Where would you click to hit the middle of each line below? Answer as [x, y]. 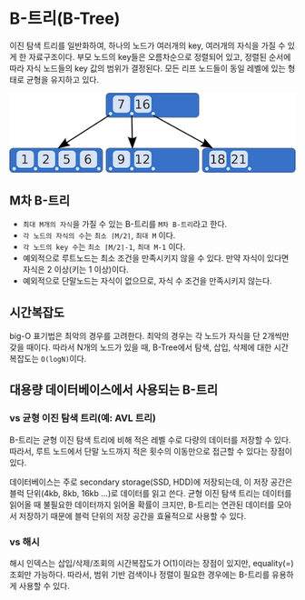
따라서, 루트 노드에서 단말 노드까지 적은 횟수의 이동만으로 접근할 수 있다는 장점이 [151, 451]
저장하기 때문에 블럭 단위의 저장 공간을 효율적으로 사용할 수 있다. [133, 515]
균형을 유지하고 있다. [63, 79]
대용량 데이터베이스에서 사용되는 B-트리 [114, 390]
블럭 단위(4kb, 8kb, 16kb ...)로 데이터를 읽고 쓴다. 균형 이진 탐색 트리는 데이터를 [151, 493]
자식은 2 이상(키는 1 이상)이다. [75, 270]
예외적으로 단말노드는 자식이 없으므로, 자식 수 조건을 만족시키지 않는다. [147, 281]
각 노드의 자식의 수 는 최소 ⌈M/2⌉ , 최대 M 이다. [99, 235]
